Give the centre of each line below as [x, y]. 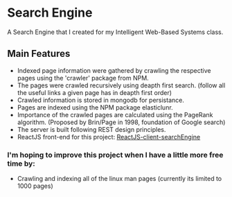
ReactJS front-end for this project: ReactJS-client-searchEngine [109, 137]
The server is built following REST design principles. [91, 129]
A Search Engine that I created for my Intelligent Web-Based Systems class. [115, 32]
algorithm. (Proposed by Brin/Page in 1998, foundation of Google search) [121, 122]
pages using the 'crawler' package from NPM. [83, 78]
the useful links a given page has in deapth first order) [94, 92]
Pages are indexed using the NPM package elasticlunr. [95, 107]
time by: [21, 163]
